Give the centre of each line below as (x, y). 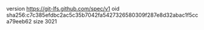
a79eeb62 (19, 21)
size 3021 (45, 21)
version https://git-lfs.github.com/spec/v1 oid (63, 9)
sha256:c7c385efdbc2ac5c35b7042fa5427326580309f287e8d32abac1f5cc (102, 15)
